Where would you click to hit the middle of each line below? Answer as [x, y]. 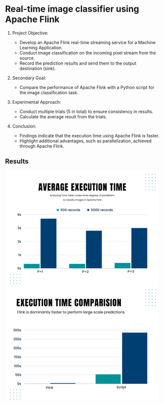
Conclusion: [24, 126]
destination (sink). [38, 68]
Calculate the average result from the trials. [63, 116]
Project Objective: [30, 33]
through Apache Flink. [42, 146]
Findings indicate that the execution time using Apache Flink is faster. [89, 135]
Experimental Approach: [36, 102]
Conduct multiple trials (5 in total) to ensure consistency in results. [86, 112]
